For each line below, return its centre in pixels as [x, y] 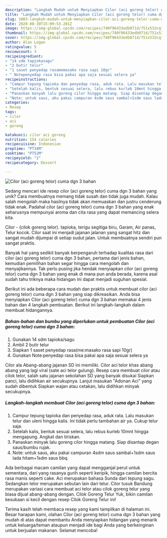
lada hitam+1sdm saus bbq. [40, 458]
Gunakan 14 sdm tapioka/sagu [43, 339]
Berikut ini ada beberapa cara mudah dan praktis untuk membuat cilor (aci [81, 289]
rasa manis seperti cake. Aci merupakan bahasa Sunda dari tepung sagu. [80, 478]
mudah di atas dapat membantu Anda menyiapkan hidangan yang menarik [81, 520]
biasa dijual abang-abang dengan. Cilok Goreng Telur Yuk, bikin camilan [79, 494]
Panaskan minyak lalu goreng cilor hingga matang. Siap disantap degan [85, 442]
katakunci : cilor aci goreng [35, 135]
